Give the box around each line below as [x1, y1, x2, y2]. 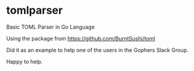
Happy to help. [6, 58, 43, 65]
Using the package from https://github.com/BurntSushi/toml [6, 35, 155, 42]
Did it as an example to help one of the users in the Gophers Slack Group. [6, 46, 189, 54]
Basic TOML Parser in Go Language [6, 23, 95, 30]
